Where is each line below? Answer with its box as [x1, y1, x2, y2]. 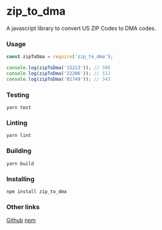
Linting [6, 118, 28, 127]
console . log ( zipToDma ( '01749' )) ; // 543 [6, 76, 111, 82]
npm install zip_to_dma [6, 188, 67, 195]
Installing [6, 174, 35, 183]
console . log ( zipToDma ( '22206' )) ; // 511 [6, 70, 111, 76]
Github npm [6, 217, 36, 224]
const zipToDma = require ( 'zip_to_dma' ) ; [6, 54, 114, 60]
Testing [6, 91, 29, 99]
